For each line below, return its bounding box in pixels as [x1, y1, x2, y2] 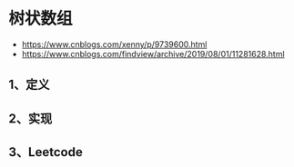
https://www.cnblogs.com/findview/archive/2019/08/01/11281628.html [21, 48, 285, 59]
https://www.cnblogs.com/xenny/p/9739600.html [21, 38, 208, 50]
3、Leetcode [8, 144, 83, 160]
